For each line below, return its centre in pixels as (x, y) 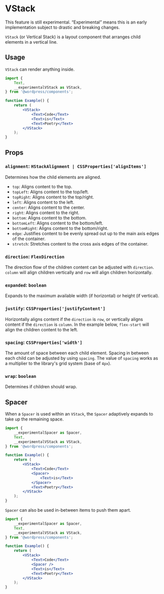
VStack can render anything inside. (40, 69)
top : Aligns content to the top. (42, 186)
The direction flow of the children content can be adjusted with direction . (80, 267)
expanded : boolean (26, 285)
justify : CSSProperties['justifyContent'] (55, 308)
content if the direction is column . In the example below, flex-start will (77, 324)
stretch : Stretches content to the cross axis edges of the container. (80, 244)
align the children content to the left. (42, 329)
